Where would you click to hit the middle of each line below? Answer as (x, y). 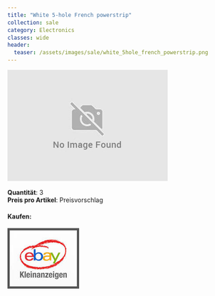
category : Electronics (41, 30)
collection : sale (33, 22)
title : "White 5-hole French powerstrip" (70, 15)
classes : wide (28, 38)
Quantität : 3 (26, 192)
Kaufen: (20, 216)
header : (19, 45)
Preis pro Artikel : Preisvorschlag (55, 200)
